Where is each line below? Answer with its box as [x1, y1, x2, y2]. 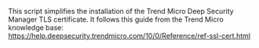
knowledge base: [8, 23, 64, 32]
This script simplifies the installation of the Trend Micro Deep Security [8, 7, 234, 15]
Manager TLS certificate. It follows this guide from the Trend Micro [8, 15, 224, 24]
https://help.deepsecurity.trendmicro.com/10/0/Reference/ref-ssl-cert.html [8, 31, 251, 40]
